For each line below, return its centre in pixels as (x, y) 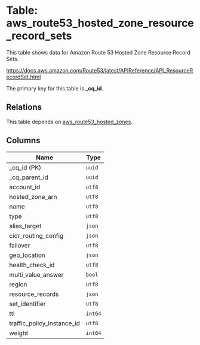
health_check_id (32, 265)
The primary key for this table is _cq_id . (55, 88)
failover (20, 245)
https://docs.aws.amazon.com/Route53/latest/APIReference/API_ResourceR (100, 70)
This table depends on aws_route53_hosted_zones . (69, 122)
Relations (24, 108)
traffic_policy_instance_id (45, 323)
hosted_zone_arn (33, 196)
